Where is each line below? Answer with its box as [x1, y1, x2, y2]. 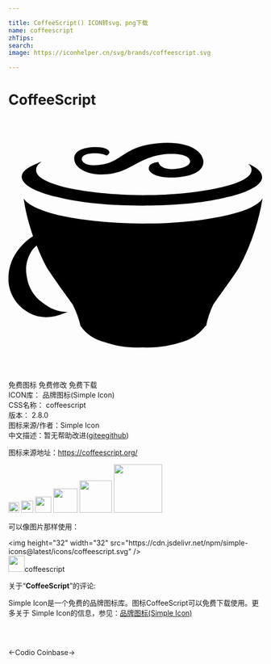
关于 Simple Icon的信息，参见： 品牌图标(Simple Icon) [15, 608, 193, 618]
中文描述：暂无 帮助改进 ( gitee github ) [8, 431, 129, 440]
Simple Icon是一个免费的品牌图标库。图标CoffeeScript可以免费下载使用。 [8, 599, 252, 608]
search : [8, 41, 35, 49]
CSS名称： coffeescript [8, 401, 86, 410]
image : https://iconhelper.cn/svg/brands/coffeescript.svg [8, 49, 211, 57]
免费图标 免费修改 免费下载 [8, 380, 98, 390]
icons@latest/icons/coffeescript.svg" [8, 547, 131, 557]
